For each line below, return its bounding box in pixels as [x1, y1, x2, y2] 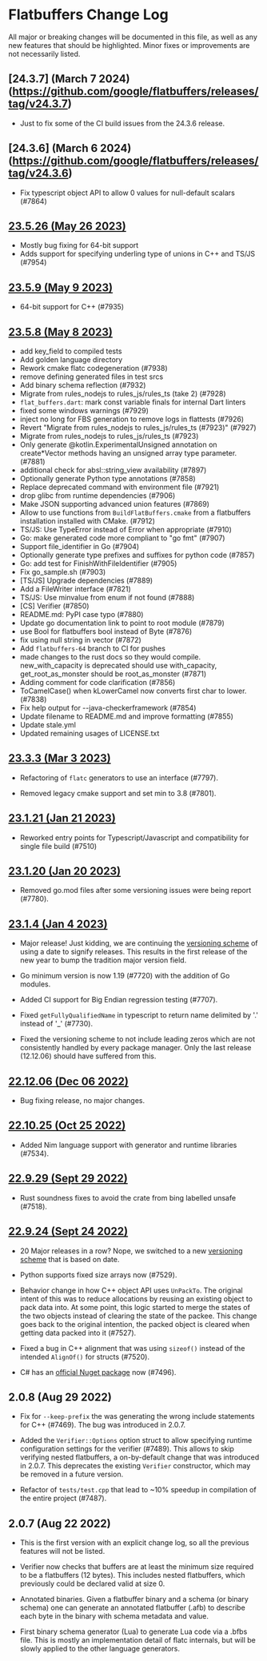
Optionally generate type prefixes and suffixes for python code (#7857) [19, 550, 255, 560]
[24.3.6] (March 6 [8, 141, 98, 155]
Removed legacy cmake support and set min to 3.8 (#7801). [19, 788, 217, 798]
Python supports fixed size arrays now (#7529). [19, 1269, 177, 1280]
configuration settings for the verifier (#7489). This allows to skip [19, 1444, 234, 1454]
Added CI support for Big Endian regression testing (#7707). [19, 995, 218, 1005]
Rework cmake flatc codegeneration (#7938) [19, 364, 168, 372]
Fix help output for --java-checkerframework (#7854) [19, 703, 197, 712]
